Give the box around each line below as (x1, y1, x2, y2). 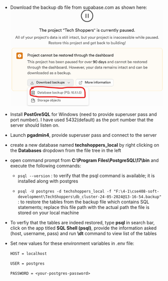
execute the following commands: (10, 162, 81, 169)
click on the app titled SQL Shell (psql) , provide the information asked (10, 225, 157, 231)
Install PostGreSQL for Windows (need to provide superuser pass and (10, 111, 157, 117)
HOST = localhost (10, 251, 47, 256)
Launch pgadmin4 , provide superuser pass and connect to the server (10, 132, 157, 138)
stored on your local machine (17, 209, 79, 216)
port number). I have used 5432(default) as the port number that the (10, 116, 154, 123)
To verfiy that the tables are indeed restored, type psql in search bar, (10, 219, 155, 225)
